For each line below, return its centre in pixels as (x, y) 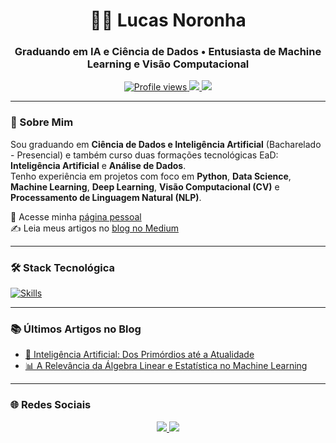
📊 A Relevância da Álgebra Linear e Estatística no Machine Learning (166, 366)
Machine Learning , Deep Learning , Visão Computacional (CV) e (145, 186)
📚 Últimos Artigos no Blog (76, 329)
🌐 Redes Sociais (51, 405)
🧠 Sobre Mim (42, 122)
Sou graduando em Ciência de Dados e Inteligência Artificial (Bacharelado (166, 144)
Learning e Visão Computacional (168, 64)
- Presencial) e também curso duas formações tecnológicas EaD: (144, 155)
